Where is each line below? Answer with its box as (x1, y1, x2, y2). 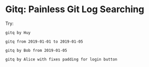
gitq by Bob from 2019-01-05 (5, 48, 67, 53)
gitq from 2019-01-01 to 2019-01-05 (5, 39, 83, 44)
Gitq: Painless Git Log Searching (5, 4, 144, 15)
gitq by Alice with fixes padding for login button (5, 57, 117, 62)
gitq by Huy (5, 30, 31, 35)
